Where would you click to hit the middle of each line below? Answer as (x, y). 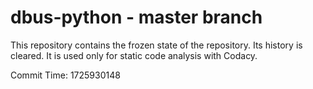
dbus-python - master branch (136, 17)
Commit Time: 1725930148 (65, 75)
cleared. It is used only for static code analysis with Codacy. (134, 55)
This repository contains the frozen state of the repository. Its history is (156, 45)
